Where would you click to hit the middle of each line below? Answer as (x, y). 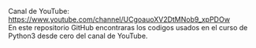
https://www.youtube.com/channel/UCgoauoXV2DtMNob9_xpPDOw (119, 19)
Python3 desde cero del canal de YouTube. (78, 36)
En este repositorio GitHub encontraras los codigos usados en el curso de (128, 27)
